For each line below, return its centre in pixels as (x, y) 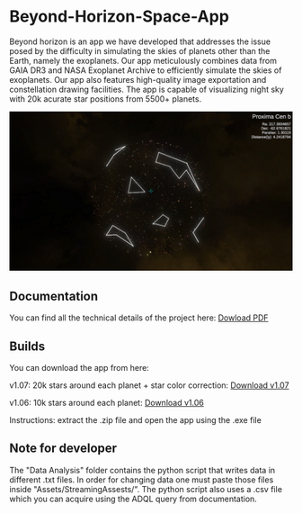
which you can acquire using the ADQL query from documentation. (133, 499)
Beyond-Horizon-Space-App (119, 17)
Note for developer (63, 449)
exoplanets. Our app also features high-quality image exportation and (138, 79)
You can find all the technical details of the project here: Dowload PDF (139, 318)
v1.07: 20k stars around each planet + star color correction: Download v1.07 (149, 385)
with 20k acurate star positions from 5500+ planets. (106, 99)
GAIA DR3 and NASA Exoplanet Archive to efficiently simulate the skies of (146, 70)
